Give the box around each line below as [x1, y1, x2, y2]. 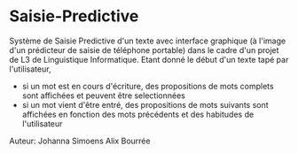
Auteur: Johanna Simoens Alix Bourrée [9, 135, 151, 146]
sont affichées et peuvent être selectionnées [21, 90, 186, 101]
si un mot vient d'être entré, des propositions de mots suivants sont [21, 99, 269, 110]
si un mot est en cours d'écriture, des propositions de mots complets [21, 80, 274, 91]
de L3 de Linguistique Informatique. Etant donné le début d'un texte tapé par [9, 54, 289, 65]
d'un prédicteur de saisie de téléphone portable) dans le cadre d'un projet [9, 44, 279, 55]
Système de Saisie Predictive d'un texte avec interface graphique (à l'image [9, 35, 286, 46]
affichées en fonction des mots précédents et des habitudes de [21, 109, 255, 119]
